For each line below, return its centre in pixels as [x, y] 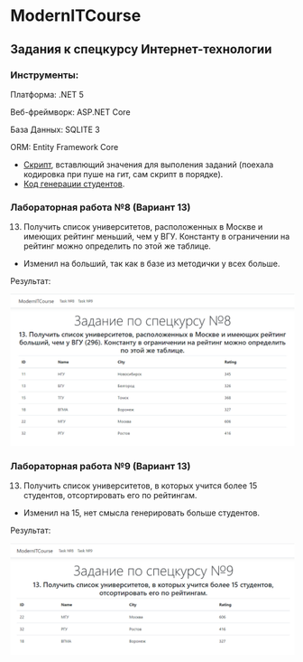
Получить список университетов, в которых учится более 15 [140, 486]
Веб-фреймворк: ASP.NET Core [70, 112]
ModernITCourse [76, 16]
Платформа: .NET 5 [47, 94]
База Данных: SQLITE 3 [55, 129]
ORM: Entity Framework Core [64, 147]
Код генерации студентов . [74, 184]
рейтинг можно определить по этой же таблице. [117, 246]
